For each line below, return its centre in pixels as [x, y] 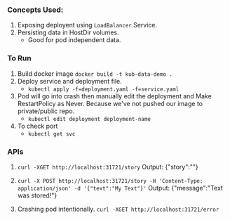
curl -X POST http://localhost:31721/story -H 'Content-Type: [110, 181]
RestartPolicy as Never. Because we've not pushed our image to [110, 103]
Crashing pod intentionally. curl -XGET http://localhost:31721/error [118, 209]
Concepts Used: [35, 10]
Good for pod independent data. [74, 40]
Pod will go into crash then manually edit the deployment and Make [114, 96]
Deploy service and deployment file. [70, 81]
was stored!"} [37, 195]
